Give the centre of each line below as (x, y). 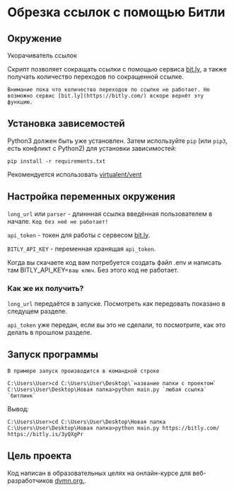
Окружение (35, 39)
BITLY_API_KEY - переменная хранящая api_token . (82, 248)
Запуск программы (53, 355)
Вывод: (18, 408)
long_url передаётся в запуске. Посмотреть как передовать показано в (117, 303)
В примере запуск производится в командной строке (83, 371)
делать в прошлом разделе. (49, 332)
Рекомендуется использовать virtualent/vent (75, 174)
